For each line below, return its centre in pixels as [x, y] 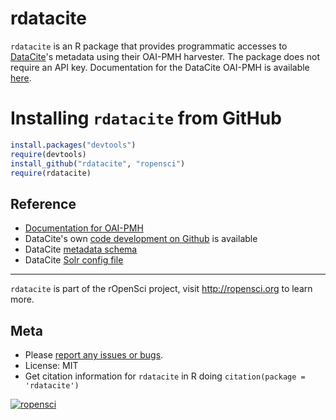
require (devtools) [48, 154]
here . [21, 78]
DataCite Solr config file [74, 260]
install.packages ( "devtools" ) [73, 145]
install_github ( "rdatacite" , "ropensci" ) [98, 163]
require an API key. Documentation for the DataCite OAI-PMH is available [160, 67]
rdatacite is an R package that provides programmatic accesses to [149, 46]
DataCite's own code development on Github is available [141, 239]
